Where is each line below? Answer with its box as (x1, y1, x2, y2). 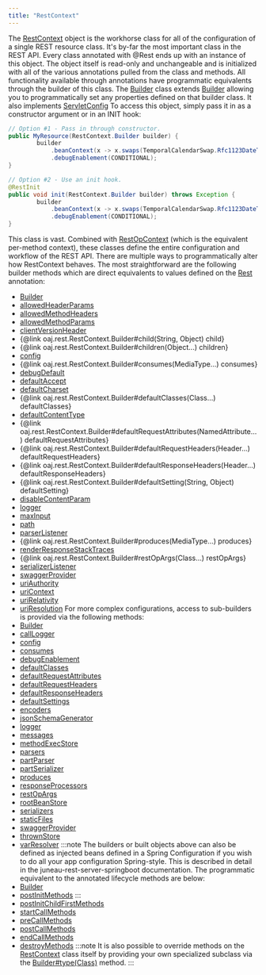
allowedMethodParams (19, 317, 95, 326)
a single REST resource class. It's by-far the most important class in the (8, 41, 241, 52)
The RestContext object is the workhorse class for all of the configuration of (8, 33, 256, 43)
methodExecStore (19, 739, 78, 748)
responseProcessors (19, 781, 88, 790)
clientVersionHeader (19, 326, 87, 335)
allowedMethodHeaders (19, 309, 99, 318)
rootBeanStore (19, 798, 67, 807)
